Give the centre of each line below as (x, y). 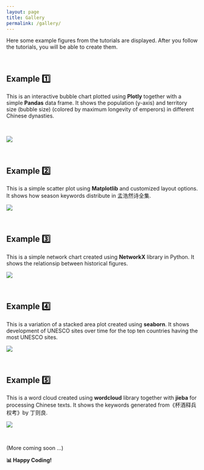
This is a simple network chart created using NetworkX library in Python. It (100, 257)
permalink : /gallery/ (34, 23)
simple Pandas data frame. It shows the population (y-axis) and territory (97, 103)
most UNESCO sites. (32, 337)
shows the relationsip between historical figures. (67, 263)
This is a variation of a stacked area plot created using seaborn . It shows (98, 324)
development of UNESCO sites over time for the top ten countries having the (102, 331)
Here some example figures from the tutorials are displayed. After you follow (102, 41)
